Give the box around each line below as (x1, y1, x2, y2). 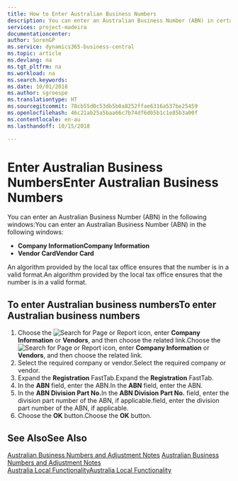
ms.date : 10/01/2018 (7, 83, 69, 90)
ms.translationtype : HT (7, 96, 78, 104)
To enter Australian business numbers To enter (7, 299, 217, 311)
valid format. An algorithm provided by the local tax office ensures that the (7, 270, 223, 279)
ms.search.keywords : (7, 76, 69, 84)
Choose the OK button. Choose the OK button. (17, 411, 152, 420)
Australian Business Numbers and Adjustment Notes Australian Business (7, 451, 220, 460)
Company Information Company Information (17, 242, 150, 250)
